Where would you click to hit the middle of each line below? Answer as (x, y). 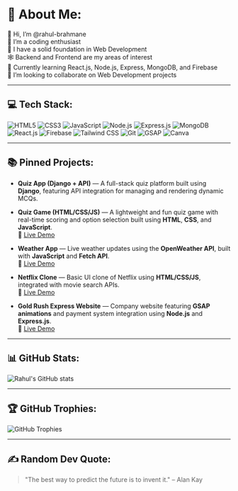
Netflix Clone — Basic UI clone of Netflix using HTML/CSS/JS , (109, 277)
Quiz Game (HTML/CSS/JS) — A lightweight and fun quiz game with (118, 212)
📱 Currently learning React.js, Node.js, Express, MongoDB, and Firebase (113, 67)
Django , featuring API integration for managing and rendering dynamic (121, 191)
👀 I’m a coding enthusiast (44, 41)
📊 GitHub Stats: (44, 358)
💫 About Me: (45, 15)
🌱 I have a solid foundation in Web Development (77, 49)
